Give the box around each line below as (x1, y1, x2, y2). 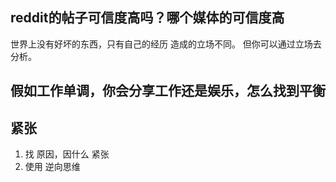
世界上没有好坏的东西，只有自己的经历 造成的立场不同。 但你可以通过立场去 (10, 38, 322, 50)
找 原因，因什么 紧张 (24, 148, 110, 160)
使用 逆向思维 (24, 161, 81, 173)
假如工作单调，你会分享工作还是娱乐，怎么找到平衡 (10, 83, 326, 100)
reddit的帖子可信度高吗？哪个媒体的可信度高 (10, 9, 285, 27)
